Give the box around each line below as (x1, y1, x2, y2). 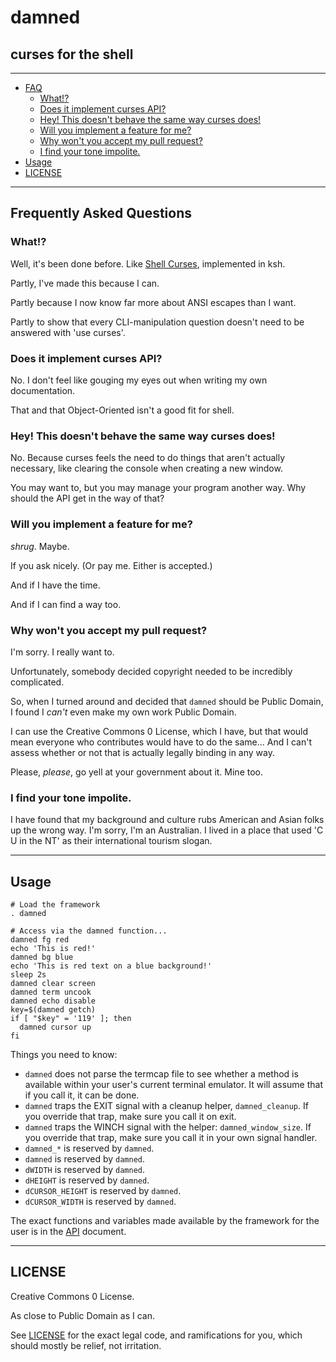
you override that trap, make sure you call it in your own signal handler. (24, 1131, 318, 1143)
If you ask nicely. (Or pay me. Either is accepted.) (10, 559, 213, 571)
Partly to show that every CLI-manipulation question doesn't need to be (10, 316, 305, 328)
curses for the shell (10, 46, 134, 63)
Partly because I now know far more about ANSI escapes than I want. (10, 296, 297, 308)
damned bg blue (10, 952, 74, 962)
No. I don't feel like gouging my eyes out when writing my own (10, 374, 268, 386)
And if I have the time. (10, 579, 101, 591)
